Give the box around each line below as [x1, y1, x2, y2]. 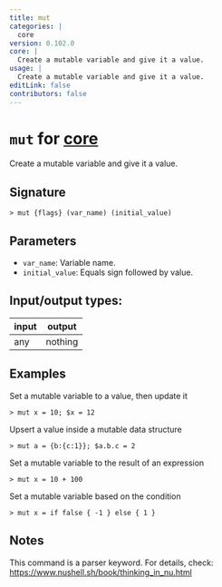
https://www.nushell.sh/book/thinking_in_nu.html [9, 566, 192, 577]
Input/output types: [9, 293, 123, 308]
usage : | [9, 64, 43, 73]
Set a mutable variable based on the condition [9, 491, 181, 502]
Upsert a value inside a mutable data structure [9, 424, 183, 435]
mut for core [9, 128, 99, 149]
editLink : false [9, 81, 71, 90]
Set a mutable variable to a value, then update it [9, 390, 188, 401]
